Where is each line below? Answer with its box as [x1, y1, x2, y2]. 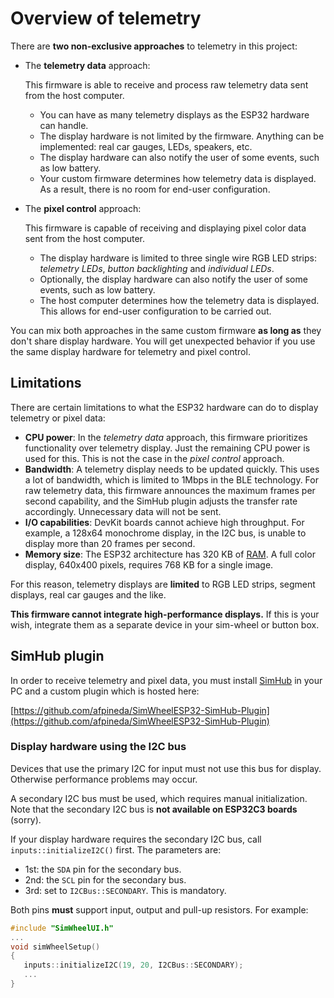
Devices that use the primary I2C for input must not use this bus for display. [10, 762, 322, 774]
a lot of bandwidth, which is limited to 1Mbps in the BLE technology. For [24, 473, 319, 486]
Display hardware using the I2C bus [10, 740, 187, 754]
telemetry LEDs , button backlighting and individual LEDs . [39, 262, 275, 274]
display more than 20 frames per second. [24, 537, 196, 549]
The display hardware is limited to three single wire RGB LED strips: [39, 252, 317, 264]
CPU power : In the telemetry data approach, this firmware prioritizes [24, 431, 308, 443]
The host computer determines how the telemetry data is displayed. [39, 294, 320, 306]
